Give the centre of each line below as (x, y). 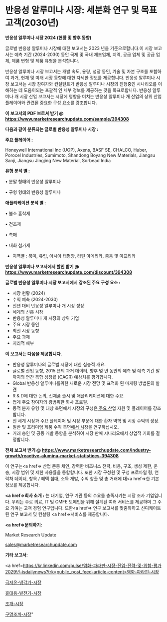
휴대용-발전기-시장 (23, 593)
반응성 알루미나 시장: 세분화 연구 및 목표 (81, 10)
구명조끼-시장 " (19, 614)
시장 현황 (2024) (29, 293)
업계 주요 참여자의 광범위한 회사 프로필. (50, 402)
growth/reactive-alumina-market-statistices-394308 (62, 455)
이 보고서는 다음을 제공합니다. (34, 354)
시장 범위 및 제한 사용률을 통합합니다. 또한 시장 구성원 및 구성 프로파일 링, (83, 472)
